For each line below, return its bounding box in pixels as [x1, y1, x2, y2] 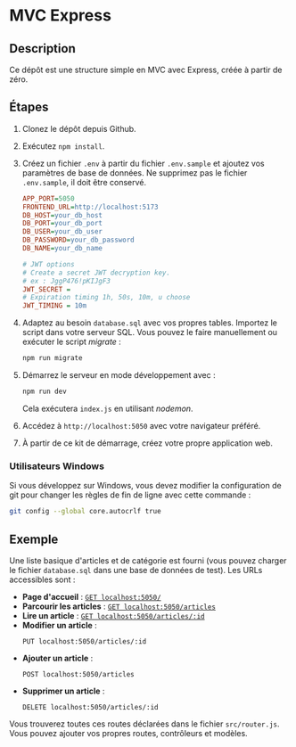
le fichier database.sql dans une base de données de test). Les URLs [9, 564, 263, 575]
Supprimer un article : [21, 685, 105, 696]
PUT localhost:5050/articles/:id [21, 636, 147, 646]
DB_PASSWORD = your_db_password [21, 235, 136, 245]
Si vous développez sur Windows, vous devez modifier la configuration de [9, 480, 283, 491]
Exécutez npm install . [21, 140, 105, 152]
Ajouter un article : [21, 653, 94, 663]
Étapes [9, 100, 49, 115]
